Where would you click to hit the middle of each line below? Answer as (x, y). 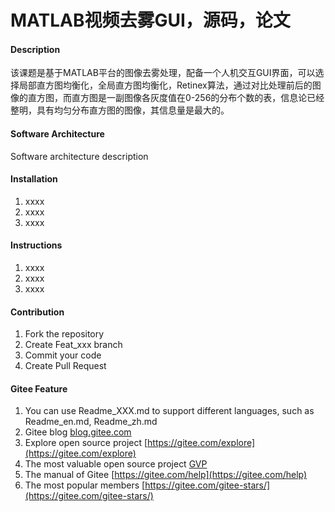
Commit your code (63, 355)
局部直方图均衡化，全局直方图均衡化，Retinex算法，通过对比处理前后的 (165, 85)
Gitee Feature (39, 388)
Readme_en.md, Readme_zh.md (91, 422)
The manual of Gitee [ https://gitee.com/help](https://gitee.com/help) (166, 475)
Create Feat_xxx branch (73, 345)
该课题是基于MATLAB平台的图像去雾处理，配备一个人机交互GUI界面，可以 (163, 73)
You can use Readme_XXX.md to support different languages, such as (169, 411)
